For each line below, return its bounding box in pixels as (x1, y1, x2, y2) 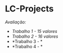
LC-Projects (5, 3, 54, 14)
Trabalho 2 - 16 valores (12, 33, 59, 39)
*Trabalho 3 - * (12, 38, 43, 44)
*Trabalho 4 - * (12, 43, 43, 49)
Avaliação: (5, 19, 26, 25)
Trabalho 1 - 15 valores (12, 28, 58, 34)
